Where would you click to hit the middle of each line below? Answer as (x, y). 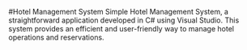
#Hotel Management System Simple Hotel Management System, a (119, 12)
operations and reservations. (56, 37)
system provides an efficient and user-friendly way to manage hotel (121, 29)
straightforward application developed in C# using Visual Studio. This (124, 20)
